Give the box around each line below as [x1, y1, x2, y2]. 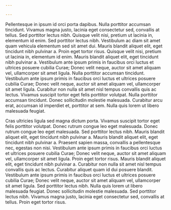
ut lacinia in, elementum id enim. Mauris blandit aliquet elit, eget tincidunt [5, 54, 159, 60]
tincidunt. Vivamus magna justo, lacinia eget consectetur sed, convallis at [5, 27, 160, 33]
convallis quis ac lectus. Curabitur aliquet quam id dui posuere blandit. [5, 166, 153, 172]
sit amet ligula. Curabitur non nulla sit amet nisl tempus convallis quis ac [5, 86, 157, 92]
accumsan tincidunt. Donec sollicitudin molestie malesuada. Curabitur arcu [5, 97, 163, 103]
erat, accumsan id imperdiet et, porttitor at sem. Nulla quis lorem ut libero [5, 102, 159, 109]
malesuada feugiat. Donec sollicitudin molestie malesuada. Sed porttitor [5, 188, 157, 194]
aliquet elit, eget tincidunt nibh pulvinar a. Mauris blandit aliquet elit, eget [5, 134, 158, 140]
